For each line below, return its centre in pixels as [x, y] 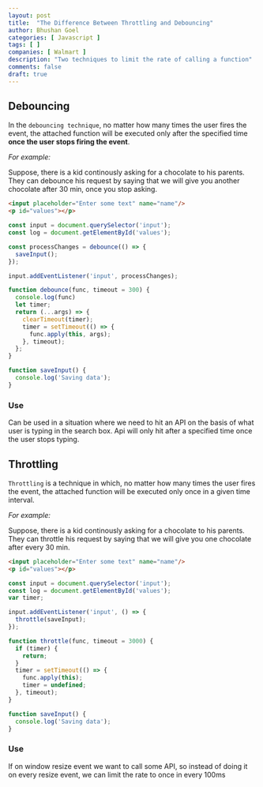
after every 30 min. [39, 547]
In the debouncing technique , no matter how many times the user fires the [128, 125]
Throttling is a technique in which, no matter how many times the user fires [132, 483]
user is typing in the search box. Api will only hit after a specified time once [130, 431]
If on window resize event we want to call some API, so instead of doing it [128, 766]
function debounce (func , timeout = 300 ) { [79, 290]
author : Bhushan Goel [44, 30]
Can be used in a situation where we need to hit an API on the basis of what [131, 422]
